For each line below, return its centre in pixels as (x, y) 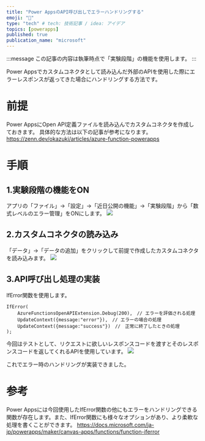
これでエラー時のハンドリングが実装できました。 (68, 364)
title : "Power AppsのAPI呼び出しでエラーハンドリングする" (75, 12)
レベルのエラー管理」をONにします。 (58, 213)
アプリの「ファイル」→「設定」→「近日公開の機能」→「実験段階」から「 (100, 206)
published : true (27, 35)
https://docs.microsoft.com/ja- (116, 424)
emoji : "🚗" (20, 18)
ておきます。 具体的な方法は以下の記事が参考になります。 (79, 132)
